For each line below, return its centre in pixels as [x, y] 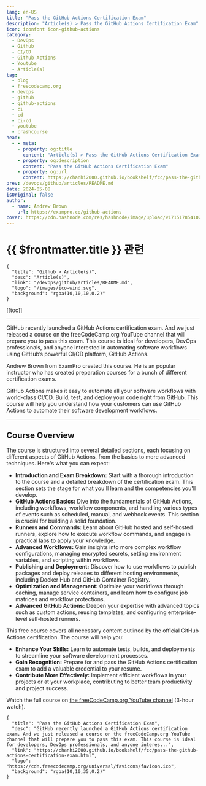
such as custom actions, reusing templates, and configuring [91, 612]
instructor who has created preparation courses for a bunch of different [97, 373]
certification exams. [31, 379]
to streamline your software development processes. [82, 655]
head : [13, 138]
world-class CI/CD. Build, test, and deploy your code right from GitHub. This [102, 397]
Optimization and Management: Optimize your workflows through [99, 586]
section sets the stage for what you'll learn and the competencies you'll [105, 488]
